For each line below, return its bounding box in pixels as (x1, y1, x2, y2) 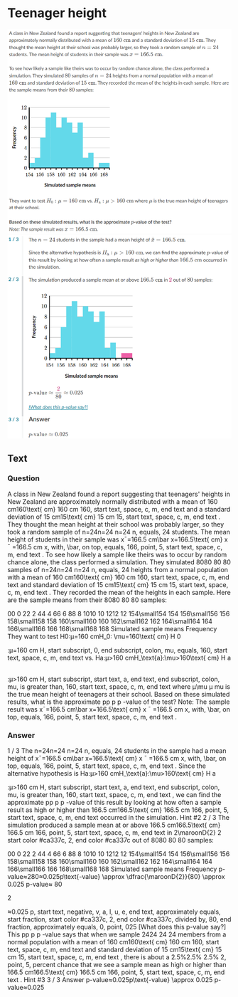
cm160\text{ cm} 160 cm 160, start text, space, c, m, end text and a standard (7, 505, 231, 513)
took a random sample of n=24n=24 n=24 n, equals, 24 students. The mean (7, 527, 231, 536)
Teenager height (7, 5, 107, 21)
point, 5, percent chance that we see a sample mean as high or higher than (7, 961, 227, 969)
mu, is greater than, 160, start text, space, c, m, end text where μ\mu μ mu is (7, 682, 231, 691)
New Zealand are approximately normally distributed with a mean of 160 (7, 497, 218, 506)
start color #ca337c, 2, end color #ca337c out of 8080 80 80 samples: (7, 836, 215, 845)
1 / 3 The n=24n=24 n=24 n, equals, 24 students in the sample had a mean (7, 747, 227, 755)
